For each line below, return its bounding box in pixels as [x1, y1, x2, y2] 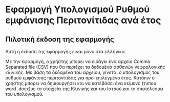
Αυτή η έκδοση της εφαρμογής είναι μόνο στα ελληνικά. [5, 49, 126, 54]
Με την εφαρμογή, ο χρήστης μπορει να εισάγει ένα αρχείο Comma [5, 58, 150, 65]
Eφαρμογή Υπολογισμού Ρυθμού [5, 4, 150, 15]
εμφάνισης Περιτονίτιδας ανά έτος [5, 14, 161, 26]
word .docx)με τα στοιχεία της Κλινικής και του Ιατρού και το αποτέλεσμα [5, 86, 163, 92]
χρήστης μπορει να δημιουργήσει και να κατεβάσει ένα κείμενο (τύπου [5, 80, 157, 86]
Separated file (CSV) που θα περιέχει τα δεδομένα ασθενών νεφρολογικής [5, 64, 165, 70]
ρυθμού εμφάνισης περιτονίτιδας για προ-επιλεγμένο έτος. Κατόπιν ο [5, 75, 155, 80]
